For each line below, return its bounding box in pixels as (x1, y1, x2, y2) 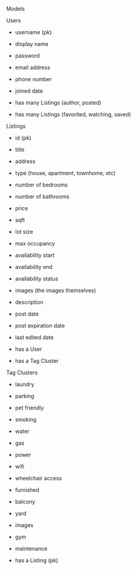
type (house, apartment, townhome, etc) (14, 170, 116, 176)
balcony (14, 498, 36, 505)
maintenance (14, 545, 48, 552)
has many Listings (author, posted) (14, 99, 101, 106)
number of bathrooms (14, 193, 69, 200)
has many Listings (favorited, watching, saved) (14, 111, 132, 118)
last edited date (14, 334, 54, 341)
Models (6, 5, 25, 12)
